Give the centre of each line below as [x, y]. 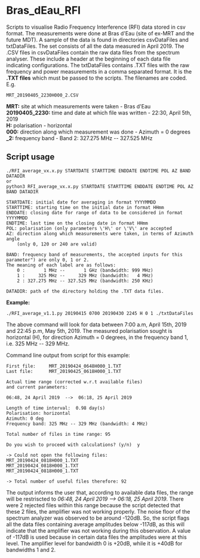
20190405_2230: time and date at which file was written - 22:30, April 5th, [99, 113]
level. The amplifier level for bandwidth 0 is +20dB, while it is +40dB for [94, 543]
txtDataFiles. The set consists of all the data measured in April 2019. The [95, 46]
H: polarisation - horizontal [39, 125]
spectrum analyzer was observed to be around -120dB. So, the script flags [98, 518]
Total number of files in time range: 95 [59, 434]
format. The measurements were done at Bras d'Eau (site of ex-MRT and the [100, 33]
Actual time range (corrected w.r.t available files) [75, 382]
